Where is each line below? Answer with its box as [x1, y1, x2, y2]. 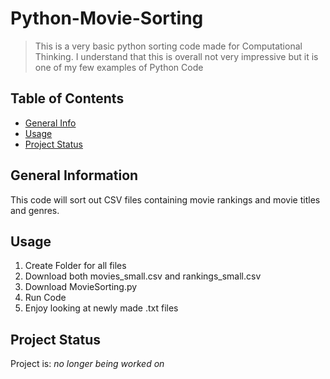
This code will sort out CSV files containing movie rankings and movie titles [10, 193, 321, 206]
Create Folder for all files [24, 260, 127, 272]
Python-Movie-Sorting [10, 7, 204, 30]
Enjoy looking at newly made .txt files [24, 302, 179, 314]
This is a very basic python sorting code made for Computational [34, 40, 303, 52]
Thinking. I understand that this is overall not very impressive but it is [34, 50, 319, 62]
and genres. [10, 204, 60, 216]
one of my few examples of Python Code [34, 61, 204, 73]
